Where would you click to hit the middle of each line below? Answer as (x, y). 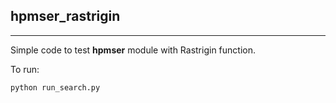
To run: (25, 69)
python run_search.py (55, 87)
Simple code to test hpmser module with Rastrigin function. (133, 50)
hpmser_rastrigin (65, 16)
